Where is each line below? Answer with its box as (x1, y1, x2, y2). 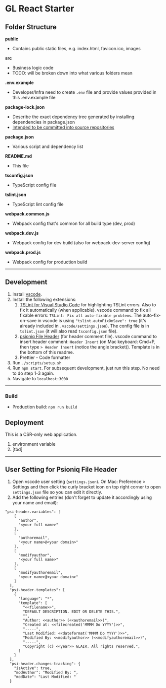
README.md (5, 153, 32, 159)
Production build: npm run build (12, 404, 78, 410)
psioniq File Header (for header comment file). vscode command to (19, 333, 157, 339)
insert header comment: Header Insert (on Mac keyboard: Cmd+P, (19, 339, 156, 344)
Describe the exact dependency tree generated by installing (12, 114, 135, 120)
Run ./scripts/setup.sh (12, 359, 62, 365)
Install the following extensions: (12, 296, 77, 302)
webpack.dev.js (5, 230, 39, 236)
